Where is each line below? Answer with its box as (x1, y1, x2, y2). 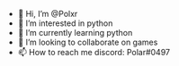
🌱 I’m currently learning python (17, 28, 133, 37)
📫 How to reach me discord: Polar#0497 (17, 47, 171, 57)
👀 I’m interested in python (17, 18, 113, 29)
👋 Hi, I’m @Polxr (17, 9, 78, 19)
